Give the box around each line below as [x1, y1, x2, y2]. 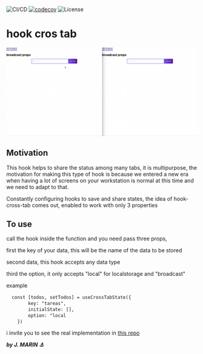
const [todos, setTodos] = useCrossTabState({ [12, 295, 131, 301]
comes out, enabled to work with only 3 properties [32, 201, 158, 209]
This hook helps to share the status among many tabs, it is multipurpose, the [6, 164, 198, 171]
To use [6, 219, 32, 229]
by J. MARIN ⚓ [6, 341, 44, 349]
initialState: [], [28, 307, 75, 313]
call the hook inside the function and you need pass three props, [6, 235, 168, 242]
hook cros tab [6, 27, 77, 41]
